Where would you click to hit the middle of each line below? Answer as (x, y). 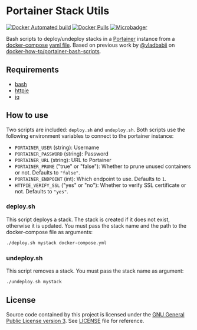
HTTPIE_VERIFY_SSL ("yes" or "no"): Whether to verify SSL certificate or (100, 185)
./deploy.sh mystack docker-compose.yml (57, 243)
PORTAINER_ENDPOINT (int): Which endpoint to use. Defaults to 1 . (91, 179)
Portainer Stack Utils (58, 11)
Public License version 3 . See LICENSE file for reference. (75, 321)
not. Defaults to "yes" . (42, 191)
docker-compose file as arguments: (50, 232)
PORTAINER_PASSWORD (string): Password (62, 153)
